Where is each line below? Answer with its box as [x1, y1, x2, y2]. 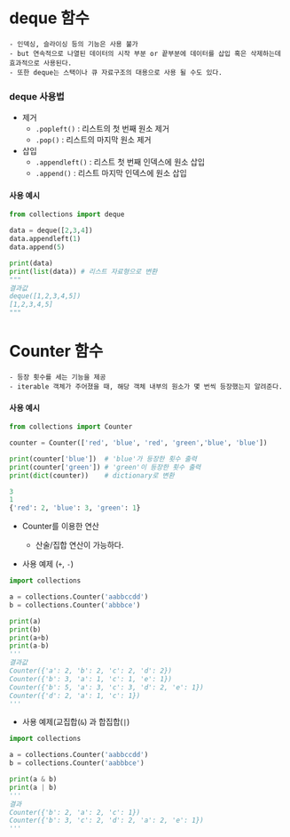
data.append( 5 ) [9, 243, 66, 252]
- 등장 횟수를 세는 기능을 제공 [9, 373, 106, 382]
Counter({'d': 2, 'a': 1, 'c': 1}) [9, 691, 141, 700]
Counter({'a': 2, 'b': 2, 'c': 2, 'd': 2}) [9, 666, 173, 676]
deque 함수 [9, 8, 90, 28]
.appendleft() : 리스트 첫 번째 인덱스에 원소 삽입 [35, 157, 206, 167]
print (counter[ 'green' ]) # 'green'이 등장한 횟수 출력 [9, 463, 201, 471]
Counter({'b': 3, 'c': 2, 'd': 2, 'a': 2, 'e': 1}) [9, 816, 204, 825]
